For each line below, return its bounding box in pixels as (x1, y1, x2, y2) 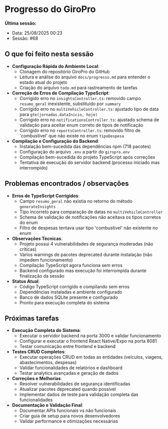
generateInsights (19, 204, 56, 209)
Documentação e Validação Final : (12, 402, 84, 408)
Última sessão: (5, 20, 37, 26)
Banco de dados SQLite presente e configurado (19, 294, 118, 300)
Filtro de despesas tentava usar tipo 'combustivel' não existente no (19, 225, 158, 231)
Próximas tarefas (5, 314, 59, 322)
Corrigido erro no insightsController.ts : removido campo (19, 95, 141, 101)
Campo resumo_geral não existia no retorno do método (19, 198, 133, 204)
